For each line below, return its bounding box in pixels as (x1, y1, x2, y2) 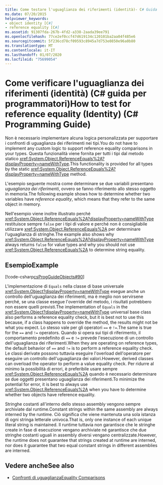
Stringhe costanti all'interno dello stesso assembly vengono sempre (5, 401, 141, 407)
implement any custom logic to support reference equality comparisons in (5, 145, 153, 151)
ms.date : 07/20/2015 (5, 12, 47, 17)
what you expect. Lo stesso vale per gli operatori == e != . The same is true (5, 325, 152, 330)
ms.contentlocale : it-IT (5, 48, 55, 52)
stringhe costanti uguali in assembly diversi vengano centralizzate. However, (5, 432, 157, 438)
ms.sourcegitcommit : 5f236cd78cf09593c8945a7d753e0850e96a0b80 (5, 39, 136, 44)
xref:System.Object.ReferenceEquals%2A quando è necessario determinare (5, 371, 157, 377)
